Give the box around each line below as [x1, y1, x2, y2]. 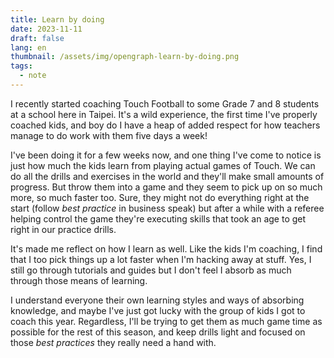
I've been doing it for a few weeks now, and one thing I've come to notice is [10, 149, 322, 161]
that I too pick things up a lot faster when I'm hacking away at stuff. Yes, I [10, 253, 312, 265]
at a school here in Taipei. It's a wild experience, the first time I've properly [10, 108, 318, 120]
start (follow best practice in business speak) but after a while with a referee [10, 202, 325, 214]
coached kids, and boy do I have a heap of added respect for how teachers [10, 119, 321, 131]
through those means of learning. [10, 274, 148, 286]
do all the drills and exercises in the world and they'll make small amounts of [10, 170, 325, 182]
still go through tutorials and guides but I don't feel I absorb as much [10, 264, 292, 276]
